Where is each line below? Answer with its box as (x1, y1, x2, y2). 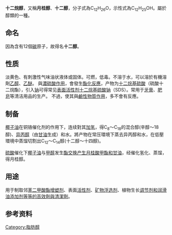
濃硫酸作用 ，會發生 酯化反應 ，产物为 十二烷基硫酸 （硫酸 (42, 80, 159, 86)
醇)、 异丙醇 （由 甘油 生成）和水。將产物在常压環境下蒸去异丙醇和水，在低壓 (5, 131, 164, 137)
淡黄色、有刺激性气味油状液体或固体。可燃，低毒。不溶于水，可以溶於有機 (5, 74, 162, 80)
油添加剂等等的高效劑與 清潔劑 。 (5, 193, 73, 199)
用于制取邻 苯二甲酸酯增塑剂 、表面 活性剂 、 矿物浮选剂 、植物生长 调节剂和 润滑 (5, 186, 167, 193)
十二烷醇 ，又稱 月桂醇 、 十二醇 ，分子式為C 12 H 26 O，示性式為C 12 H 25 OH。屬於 (5, 5, 167, 12)
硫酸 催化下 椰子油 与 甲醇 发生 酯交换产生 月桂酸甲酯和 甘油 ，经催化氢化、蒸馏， (5, 149, 167, 155)
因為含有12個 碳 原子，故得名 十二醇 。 (5, 43, 82, 49)
